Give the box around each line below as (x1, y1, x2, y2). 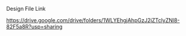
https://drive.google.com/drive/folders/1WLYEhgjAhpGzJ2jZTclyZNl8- (6, 17, 180, 23)
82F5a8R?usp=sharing (6, 23, 63, 30)
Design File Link (6, 5, 46, 12)
